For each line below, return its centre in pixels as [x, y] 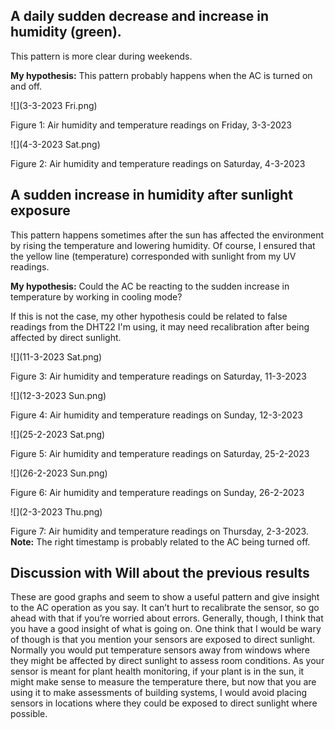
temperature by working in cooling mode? [96, 296]
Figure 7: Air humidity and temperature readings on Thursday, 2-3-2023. [159, 531]
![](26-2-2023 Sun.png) [59, 473]
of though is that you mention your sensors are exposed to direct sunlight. [163, 640]
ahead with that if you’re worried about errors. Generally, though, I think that [167, 618]
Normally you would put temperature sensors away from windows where [160, 650]
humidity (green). [66, 32]
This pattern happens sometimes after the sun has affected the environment [167, 235]
